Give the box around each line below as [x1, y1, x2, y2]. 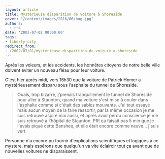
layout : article [5, 7, 38, 12]
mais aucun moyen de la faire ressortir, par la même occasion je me [17, 107, 155, 113]
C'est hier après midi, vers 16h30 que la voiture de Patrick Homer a [5, 77, 141, 83]
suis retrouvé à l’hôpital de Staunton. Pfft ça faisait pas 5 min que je [17, 118, 154, 124]
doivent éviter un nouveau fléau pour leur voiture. [5, 67, 106, 73]
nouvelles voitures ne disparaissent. [5, 148, 78, 154]
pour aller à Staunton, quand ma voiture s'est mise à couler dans [17, 96, 149, 102]
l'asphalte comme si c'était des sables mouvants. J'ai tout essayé [17, 102, 150, 108]
